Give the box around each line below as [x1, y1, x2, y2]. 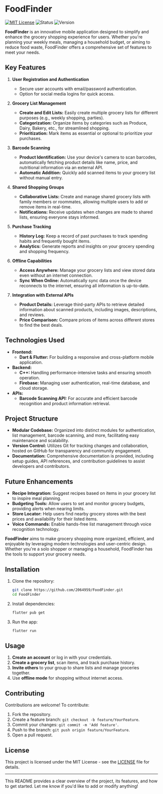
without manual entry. [19, 175, 63, 180]
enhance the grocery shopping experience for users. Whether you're [5, 34, 143, 40]
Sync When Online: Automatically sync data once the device [19, 277, 142, 283]
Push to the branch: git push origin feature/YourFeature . [12, 727, 130, 733]
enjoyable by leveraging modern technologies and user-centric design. [5, 541, 147, 547]
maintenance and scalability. [12, 438, 69, 444]
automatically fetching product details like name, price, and [19, 159, 138, 165]
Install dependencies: [12, 601, 55, 606]
